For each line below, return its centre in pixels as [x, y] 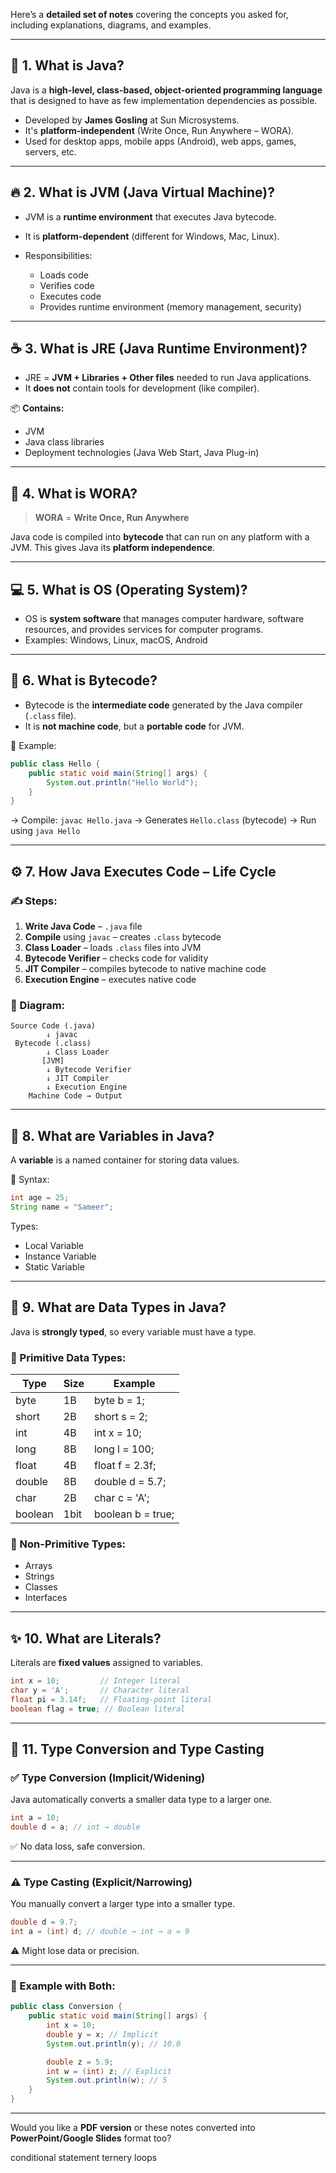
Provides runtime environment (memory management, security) [170, 306]
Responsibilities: [58, 255]
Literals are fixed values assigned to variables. [106, 1663]
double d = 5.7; [130, 1481]
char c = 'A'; [121, 1497]
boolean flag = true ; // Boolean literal [98, 1709]
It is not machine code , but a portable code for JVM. [134, 726]
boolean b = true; [134, 1514]
